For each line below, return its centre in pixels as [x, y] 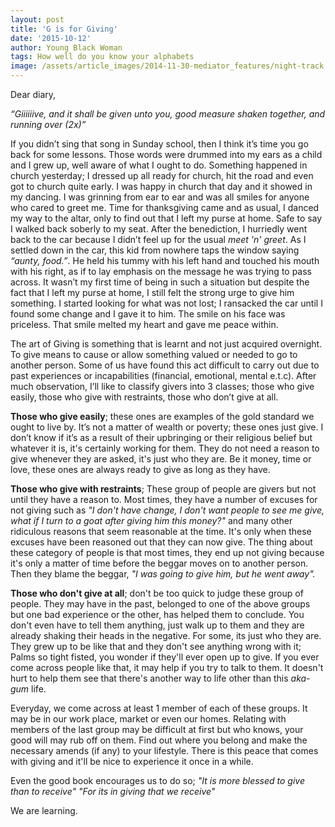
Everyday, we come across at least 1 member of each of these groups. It [159, 708]
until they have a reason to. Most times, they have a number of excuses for [164, 499]
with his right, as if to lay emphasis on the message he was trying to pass [161, 271]
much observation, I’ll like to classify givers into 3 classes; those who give [162, 386]
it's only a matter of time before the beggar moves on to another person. [159, 563]
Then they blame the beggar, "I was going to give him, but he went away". [163, 574]
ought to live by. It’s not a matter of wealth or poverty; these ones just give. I [167, 427]
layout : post [37, 19]
